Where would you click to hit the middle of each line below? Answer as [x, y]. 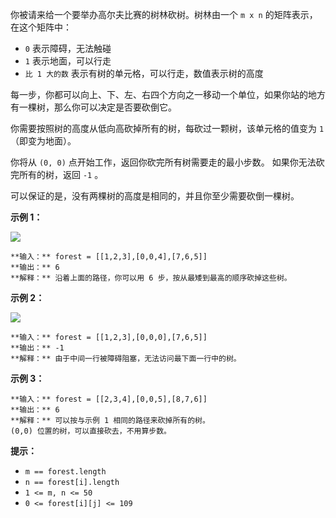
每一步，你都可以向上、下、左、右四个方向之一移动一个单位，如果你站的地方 [168, 94]
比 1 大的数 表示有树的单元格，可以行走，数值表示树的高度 [144, 73]
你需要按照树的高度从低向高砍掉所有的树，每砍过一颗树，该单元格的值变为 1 [167, 128]
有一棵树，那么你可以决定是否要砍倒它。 [93, 107]
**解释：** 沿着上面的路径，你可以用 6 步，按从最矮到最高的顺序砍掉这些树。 [151, 278]
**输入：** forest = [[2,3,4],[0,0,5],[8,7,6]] [109, 399]
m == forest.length [65, 472]
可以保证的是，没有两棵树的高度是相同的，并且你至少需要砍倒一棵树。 [155, 196]
